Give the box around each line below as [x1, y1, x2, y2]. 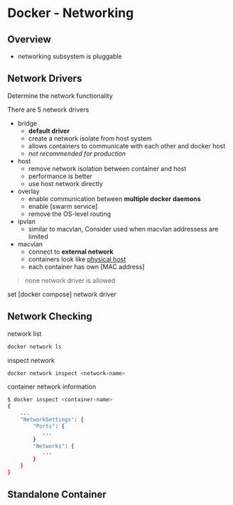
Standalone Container [7, 489, 107, 501]
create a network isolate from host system [28, 134, 152, 143]
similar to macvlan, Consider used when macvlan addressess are [28, 224, 219, 233]
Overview [7, 33, 52, 45]
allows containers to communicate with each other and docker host [28, 141, 226, 150]
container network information [7, 382, 97, 391]
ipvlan [17, 217, 36, 225]
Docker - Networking [7, 5, 134, 21]
